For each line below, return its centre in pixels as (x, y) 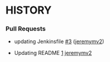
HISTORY (29, 10)
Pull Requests (26, 29)
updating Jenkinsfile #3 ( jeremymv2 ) (59, 41)
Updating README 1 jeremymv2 (53, 53)
